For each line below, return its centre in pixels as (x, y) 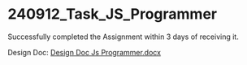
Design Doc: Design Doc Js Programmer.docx (84, 52)
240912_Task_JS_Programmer (112, 14)
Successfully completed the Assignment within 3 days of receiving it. (123, 37)
